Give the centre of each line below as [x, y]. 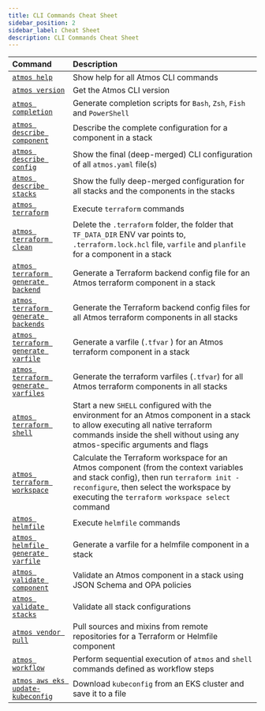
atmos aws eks [39, 681]
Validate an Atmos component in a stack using [158, 575]
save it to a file [99, 694]
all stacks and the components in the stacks [153, 191]
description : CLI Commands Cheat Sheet [74, 38]
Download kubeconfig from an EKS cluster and [158, 684]
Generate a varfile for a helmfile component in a [161, 544]
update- [26, 689]
